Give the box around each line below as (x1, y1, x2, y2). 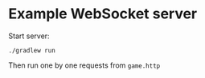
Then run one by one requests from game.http (8, 60, 161, 70)
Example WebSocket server (8, 5, 198, 23)
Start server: (8, 31, 50, 41)
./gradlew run (8, 46, 56, 54)
